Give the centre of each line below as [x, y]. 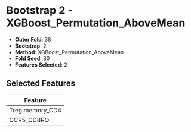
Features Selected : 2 [41, 65]
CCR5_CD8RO [29, 120]
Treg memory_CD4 [35, 110]
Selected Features [41, 84]
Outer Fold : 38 [33, 39]
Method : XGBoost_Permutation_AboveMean [69, 52]
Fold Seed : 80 [32, 58]
